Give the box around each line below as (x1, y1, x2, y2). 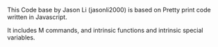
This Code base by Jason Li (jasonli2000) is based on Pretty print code (7, 6, 211, 14)
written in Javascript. (7, 13, 67, 21)
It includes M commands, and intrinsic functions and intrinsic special (7, 27, 203, 34)
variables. (7, 33, 35, 42)
